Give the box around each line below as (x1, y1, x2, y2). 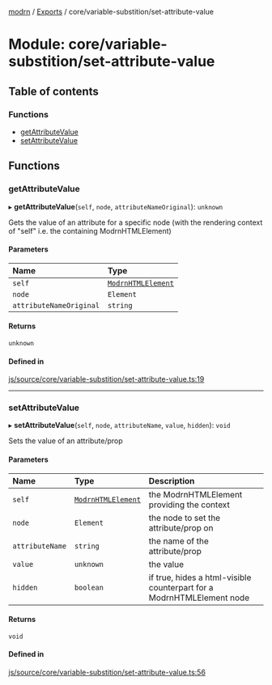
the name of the (148, 535, 209, 547)
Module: (8, 36, 66, 53)
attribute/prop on (148, 522, 214, 533)
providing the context (148, 499, 231, 510)
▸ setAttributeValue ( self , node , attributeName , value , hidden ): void (8, 421, 231, 430)
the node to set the (148, 512, 221, 523)
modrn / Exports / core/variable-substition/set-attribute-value (8, 7, 215, 16)
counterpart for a (148, 581, 214, 593)
